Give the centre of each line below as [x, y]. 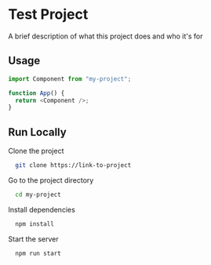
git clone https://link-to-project [73, 165]
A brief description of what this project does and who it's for [105, 36]
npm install [35, 224]
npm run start [38, 253]
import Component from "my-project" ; [70, 79]
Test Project [48, 15]
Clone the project [36, 151]
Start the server [33, 239]
